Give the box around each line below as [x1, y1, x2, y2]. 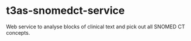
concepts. [6, 29, 30, 36]
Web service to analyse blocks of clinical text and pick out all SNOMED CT [6, 23, 185, 30]
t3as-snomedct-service [6, 4, 125, 17]
